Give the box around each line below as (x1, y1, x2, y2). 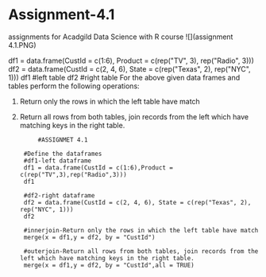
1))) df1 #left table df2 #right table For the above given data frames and (8, 72, 241, 82)
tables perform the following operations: (8, 81, 141, 91)
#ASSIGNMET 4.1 (37, 135, 88, 144)
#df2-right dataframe (23, 191, 95, 200)
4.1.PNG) (8, 40, 37, 49)
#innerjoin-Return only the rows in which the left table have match (23, 226, 259, 234)
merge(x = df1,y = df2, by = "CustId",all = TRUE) (23, 261, 195, 269)
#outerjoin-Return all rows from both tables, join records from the (23, 247, 259, 256)
